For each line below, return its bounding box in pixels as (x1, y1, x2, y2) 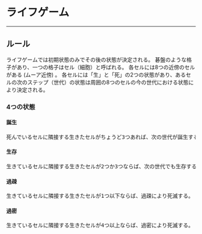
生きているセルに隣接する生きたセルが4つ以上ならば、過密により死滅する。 (6, 222, 194, 229)
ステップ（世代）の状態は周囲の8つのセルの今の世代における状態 (26, 78, 189, 86)
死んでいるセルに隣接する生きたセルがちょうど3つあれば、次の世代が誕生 (6, 133, 188, 141)
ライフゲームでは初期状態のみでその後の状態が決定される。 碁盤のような (6, 55, 187, 63)
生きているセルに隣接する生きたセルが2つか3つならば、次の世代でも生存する (6, 163, 197, 170)
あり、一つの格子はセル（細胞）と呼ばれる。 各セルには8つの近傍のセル (16, 63, 195, 71)
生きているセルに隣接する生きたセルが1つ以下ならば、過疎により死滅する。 (6, 192, 194, 200)
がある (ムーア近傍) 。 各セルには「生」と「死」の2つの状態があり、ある (6, 71, 186, 78)
